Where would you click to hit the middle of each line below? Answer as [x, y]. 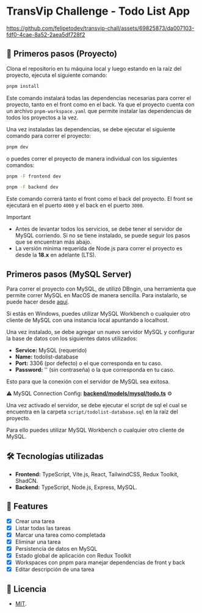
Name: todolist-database [47, 357]
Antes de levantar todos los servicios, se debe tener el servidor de [99, 229]
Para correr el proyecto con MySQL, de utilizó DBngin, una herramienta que [101, 289]
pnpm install [23, 86]
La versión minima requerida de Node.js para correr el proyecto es [99, 248]
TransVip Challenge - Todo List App [98, 11]
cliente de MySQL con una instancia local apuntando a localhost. [88, 320]
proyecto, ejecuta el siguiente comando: [57, 75]
